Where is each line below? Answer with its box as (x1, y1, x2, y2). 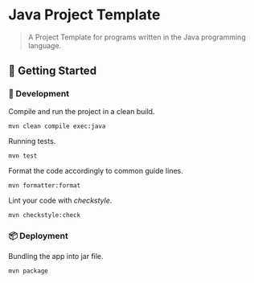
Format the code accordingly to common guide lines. (8, 166, 183, 175)
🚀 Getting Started (8, 64, 97, 78)
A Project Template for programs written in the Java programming (27, 32, 247, 42)
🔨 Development (8, 88, 70, 100)
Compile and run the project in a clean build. (8, 106, 155, 116)
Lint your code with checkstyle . (8, 195, 113, 205)
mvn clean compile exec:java (8, 122, 106, 130)
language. (27, 40, 62, 50)
